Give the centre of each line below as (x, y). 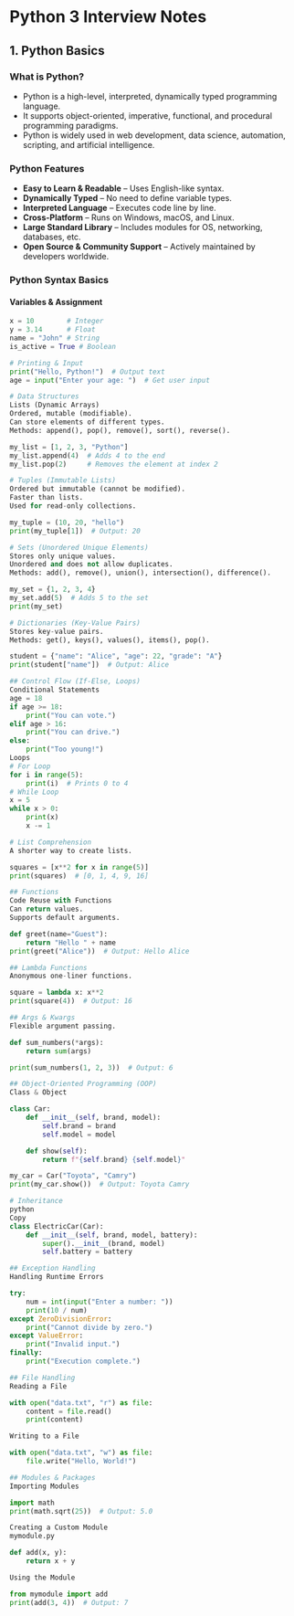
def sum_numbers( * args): (57, 1042)
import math (32, 1503)
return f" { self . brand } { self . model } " (114, 1159)
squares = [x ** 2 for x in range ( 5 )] (79, 867)
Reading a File (38, 1386)
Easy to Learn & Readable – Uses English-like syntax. (123, 188)
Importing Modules (44, 1486)
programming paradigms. (70, 125)
